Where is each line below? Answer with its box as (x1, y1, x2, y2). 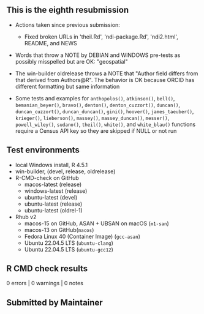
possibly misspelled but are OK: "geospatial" (15, 58, 129, 65)
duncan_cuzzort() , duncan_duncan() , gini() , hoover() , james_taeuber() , (15, 107, 194, 115)
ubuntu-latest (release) (24, 200, 83, 207)
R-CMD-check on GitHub (15, 174, 79, 181)
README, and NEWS (24, 39, 78, 47)
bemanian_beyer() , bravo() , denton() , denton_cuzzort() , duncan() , (15, 101, 181, 108)
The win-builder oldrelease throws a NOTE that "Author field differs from (15, 70, 198, 77)
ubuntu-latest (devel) (24, 193, 78, 201)
